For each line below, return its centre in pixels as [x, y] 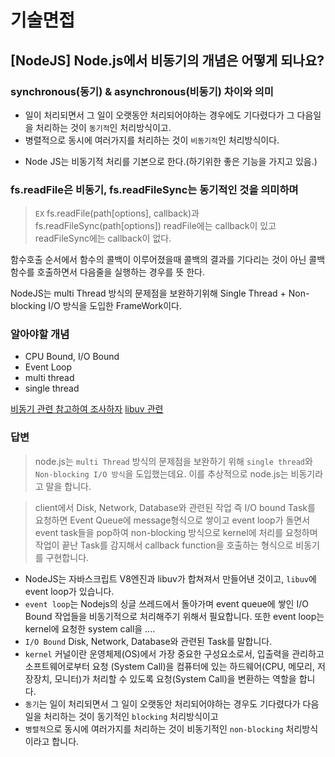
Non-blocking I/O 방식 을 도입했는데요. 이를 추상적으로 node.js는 [161, 473]
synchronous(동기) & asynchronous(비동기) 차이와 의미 [142, 91]
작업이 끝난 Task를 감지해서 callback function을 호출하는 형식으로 [164, 545]
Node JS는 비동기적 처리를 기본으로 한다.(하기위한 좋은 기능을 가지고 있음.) [171, 161]
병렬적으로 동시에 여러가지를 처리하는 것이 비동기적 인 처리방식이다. [152, 140]
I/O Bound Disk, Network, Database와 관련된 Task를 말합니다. [148, 641]
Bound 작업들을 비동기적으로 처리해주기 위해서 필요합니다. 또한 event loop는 [174, 616]
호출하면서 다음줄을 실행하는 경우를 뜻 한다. [121, 272]
